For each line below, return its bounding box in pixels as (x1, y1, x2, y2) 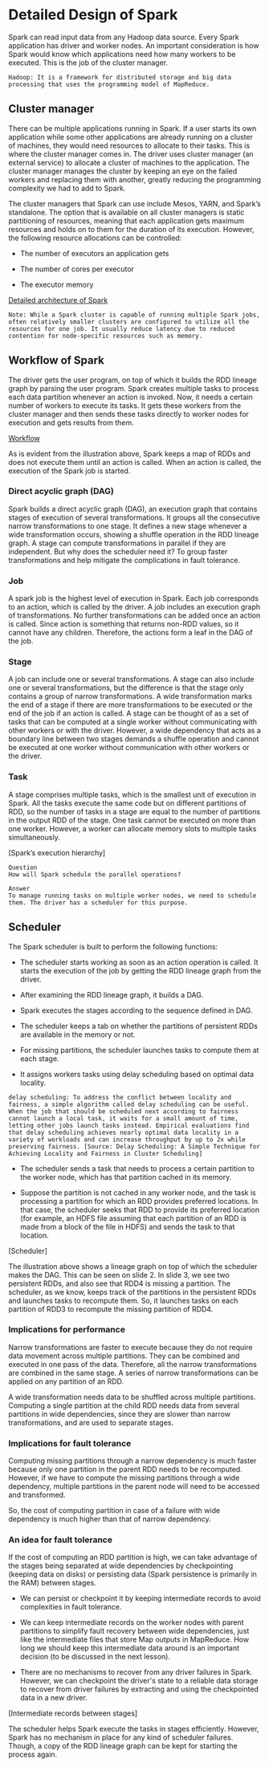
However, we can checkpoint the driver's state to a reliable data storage (19, 1676, 259, 1686)
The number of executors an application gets (19, 248, 169, 258)
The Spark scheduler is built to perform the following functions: (8, 941, 218, 951)
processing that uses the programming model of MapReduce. (8, 80, 210, 88)
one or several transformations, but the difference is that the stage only (8, 683, 244, 692)
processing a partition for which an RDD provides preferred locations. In (19, 1196, 259, 1206)
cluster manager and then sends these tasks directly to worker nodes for (8, 409, 249, 418)
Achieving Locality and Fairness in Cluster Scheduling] (8, 1149, 203, 1157)
